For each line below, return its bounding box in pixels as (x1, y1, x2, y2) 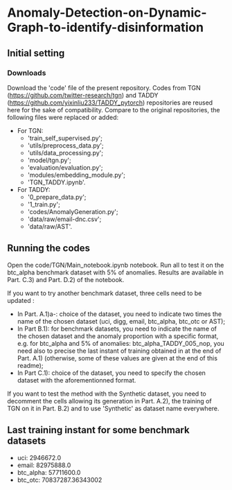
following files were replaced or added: (7, 113, 119, 121)
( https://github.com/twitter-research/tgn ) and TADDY (7, 91, 159, 99)
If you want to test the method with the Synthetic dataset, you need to (7, 390, 206, 398)
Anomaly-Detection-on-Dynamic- (7, 5, 207, 21)
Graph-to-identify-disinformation (7, 19, 204, 35)
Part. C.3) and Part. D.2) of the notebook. (7, 275, 125, 283)
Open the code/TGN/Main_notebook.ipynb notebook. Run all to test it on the (7, 261, 224, 269)
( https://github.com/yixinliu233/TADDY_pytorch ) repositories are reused (7, 98, 213, 107)
